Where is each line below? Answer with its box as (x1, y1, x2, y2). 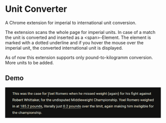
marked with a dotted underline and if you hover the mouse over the (5, 39, 144, 45)
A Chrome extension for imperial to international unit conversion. (5, 20, 137, 26)
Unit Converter (5, 3, 68, 15)
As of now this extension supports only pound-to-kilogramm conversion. (5, 54, 153, 60)
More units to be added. (5, 60, 54, 65)
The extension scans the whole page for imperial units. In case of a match (5, 29, 156, 35)
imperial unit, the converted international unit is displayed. (5, 45, 123, 51)
